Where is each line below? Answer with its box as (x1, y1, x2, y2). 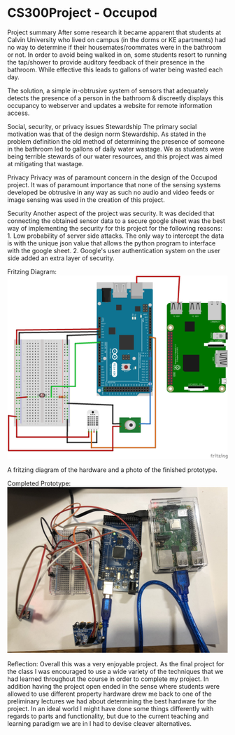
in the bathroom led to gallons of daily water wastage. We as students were (7, 144, 225, 153)
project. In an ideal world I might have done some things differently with (7, 705, 214, 713)
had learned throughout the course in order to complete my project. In (7, 675, 209, 683)
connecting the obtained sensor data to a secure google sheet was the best (7, 216, 226, 225)
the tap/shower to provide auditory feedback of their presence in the (7, 58, 205, 66)
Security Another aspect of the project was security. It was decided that (7, 209, 215, 217)
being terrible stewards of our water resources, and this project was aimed (7, 152, 222, 161)
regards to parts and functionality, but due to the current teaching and (7, 712, 209, 720)
